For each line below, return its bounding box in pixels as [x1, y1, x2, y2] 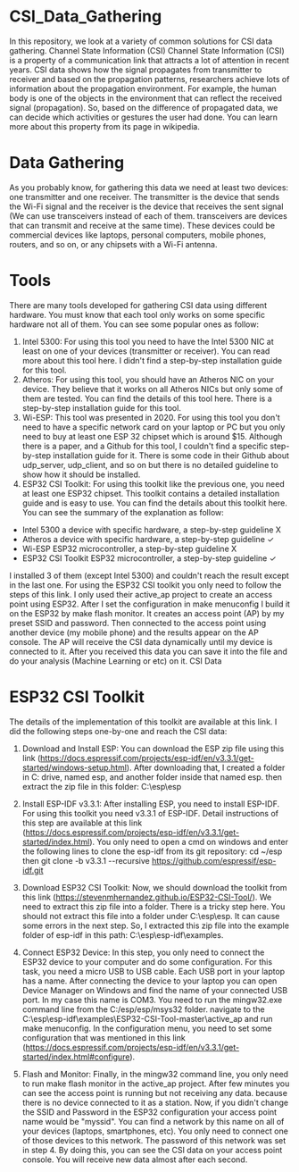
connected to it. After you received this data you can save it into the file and [9, 646, 288, 657]
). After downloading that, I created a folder [126, 762, 286, 773]
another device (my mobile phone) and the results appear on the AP [9, 627, 259, 638]
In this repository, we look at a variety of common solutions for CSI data [9, 36, 273, 46]
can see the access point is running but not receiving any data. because [21, 1087, 288, 1098]
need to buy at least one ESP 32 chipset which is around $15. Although [21, 431, 283, 441]
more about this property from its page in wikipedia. [9, 121, 201, 131]
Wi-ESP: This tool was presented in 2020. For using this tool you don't [21, 412, 281, 423]
